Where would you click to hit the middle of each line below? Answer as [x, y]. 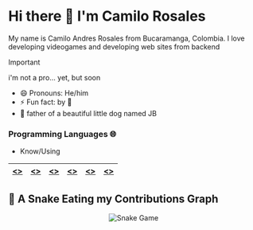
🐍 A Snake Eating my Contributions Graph [113, 199]
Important [24, 62]
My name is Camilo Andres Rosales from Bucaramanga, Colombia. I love [127, 38]
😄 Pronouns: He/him [54, 93]
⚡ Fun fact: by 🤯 [46, 102]
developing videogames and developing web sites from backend [114, 46]
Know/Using [40, 151]
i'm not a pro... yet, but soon [54, 77]
